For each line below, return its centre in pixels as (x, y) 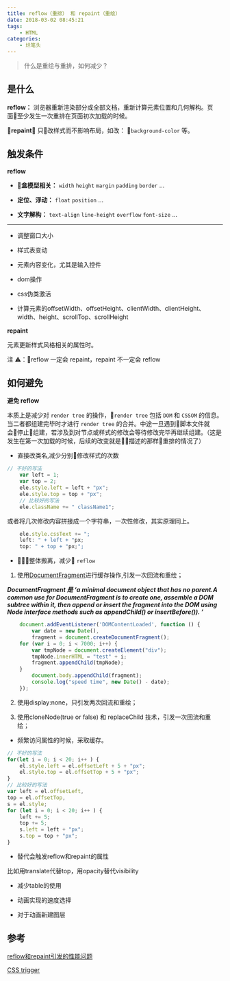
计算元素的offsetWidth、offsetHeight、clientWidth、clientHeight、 (111, 308)
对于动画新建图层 (41, 914)
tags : (15, 26)
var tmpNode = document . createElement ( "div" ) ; (99, 650)
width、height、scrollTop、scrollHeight (73, 317)
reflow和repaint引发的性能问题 (50, 956)
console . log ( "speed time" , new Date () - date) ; (101, 682)
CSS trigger (24, 970)
